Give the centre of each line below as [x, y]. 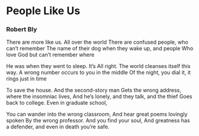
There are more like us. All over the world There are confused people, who [97, 42]
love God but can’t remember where [50, 55]
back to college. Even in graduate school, [57, 103]
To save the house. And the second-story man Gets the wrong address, [94, 90]
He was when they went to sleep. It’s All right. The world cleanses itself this [99, 66]
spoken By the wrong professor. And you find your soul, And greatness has [98, 121]
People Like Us [43, 11]
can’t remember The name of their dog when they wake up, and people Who [100, 48]
